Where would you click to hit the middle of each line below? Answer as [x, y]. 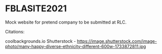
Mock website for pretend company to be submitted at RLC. [66, 22]
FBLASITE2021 [36, 9]
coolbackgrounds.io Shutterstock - [40, 41]
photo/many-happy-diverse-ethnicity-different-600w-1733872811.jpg [76, 46]
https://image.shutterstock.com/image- [117, 41]
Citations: [15, 31]
